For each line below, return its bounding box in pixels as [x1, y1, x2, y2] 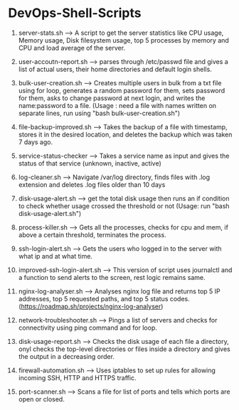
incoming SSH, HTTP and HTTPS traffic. [18, 373, 137, 382]
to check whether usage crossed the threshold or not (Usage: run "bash [18, 201, 230, 210]
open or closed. [18, 394, 65, 403]
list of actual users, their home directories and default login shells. [18, 65, 212, 73]
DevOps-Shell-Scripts [8, 5, 142, 21]
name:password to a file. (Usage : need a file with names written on [18, 101, 216, 109]
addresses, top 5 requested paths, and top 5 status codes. [18, 294, 191, 303]
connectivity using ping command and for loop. [18, 323, 157, 332]
